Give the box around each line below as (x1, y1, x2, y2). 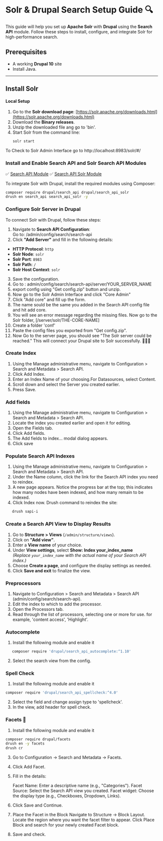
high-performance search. (5, 34, 59, 40)
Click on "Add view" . (12, 537, 55, 542)
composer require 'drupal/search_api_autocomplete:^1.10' (12, 649, 132, 654)
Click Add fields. (12, 430, 45, 436)
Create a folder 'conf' (12, 322, 56, 328)
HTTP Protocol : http (12, 246, 54, 252)
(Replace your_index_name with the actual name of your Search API (12, 552, 147, 558)
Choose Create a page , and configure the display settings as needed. (12, 562, 152, 568)
